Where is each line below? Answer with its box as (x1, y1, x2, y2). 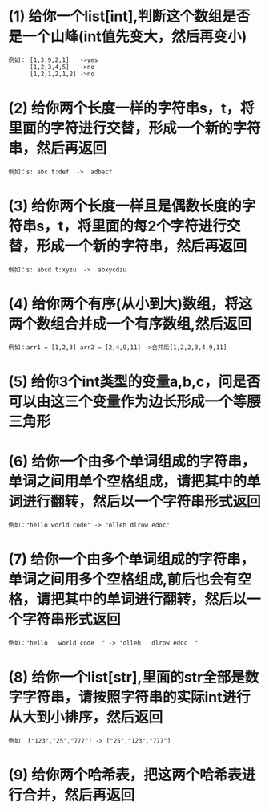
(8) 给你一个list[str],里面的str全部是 (8, 668, 246, 686)
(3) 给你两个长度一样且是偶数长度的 (8, 197, 242, 215)
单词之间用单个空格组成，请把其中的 (8, 473, 247, 490)
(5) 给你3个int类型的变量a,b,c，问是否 (8, 372, 261, 390)
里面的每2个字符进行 (90, 218, 227, 235)
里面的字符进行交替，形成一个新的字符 (8, 120, 262, 137)
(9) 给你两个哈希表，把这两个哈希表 (8, 766, 242, 784)
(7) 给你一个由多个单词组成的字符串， (8, 551, 255, 568)
